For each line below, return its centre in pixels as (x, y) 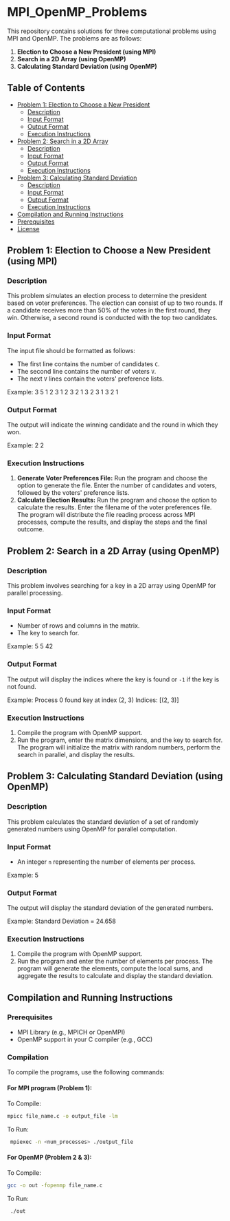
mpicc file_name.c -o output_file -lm (62, 1116)
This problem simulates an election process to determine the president (107, 296)
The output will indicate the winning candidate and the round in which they (113, 425)
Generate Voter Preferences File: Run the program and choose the (112, 478)
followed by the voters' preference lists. (73, 493)
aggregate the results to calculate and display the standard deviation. (115, 976)
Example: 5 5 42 (30, 646)
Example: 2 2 (26, 445)
